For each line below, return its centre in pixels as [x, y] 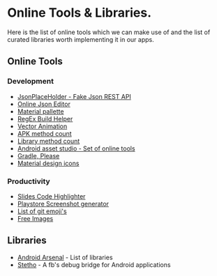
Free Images [35, 218]
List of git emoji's [42, 211]
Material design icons [48, 163]
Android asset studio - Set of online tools [76, 148]
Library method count [48, 141]
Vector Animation [42, 126]
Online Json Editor [44, 104]
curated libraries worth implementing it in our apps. [81, 39]
